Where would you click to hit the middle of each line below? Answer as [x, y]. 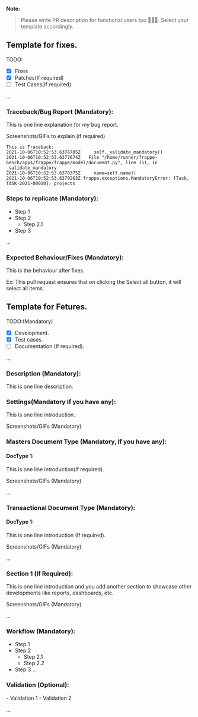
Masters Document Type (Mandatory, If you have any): [87, 442]
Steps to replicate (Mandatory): [52, 199]
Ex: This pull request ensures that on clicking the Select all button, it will [94, 281]
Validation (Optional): [38, 685]
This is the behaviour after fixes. [45, 270]
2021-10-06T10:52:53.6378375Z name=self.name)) [71, 173]
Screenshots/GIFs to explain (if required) [56, 136]
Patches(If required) [39, 77]
